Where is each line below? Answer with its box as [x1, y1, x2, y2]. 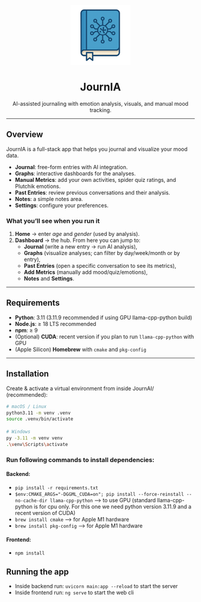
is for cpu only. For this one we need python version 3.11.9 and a [33, 503, 191, 510]
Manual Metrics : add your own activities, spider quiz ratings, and [14, 176, 176, 183]
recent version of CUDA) [14, 509, 76, 516]
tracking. [89, 106, 112, 113]
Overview [6, 130, 44, 140]
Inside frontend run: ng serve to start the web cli [14, 589, 134, 596]
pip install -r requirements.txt [14, 485, 99, 491]
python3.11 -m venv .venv [6, 410, 71, 416]
